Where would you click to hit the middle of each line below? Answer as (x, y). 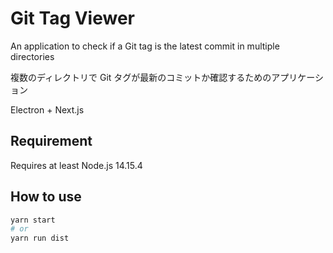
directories (32, 56)
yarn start (33, 220)
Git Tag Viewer (72, 18)
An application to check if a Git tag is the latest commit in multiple (145, 46)
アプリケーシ (298, 77)
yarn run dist (40, 238)
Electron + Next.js (47, 109)
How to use (46, 197)
